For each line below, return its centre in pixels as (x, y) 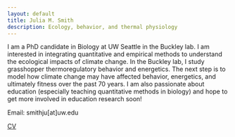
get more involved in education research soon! (75, 99)
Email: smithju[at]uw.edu (43, 112)
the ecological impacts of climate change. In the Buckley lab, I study (106, 62)
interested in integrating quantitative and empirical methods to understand (115, 54)
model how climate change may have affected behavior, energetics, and (112, 77)
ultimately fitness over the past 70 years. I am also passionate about (106, 84)
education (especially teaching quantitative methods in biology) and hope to (118, 91)
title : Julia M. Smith (40, 20)
